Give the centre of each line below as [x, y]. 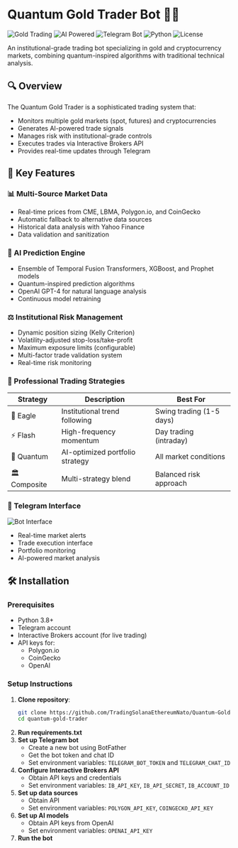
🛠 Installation [38, 581]
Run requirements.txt [50, 733]
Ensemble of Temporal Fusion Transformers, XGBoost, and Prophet [115, 268]
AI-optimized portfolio [98, 452]
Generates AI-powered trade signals [70, 128]
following [76, 420]
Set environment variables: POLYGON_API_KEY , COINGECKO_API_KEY [121, 808]
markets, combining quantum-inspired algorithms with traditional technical [116, 55]
